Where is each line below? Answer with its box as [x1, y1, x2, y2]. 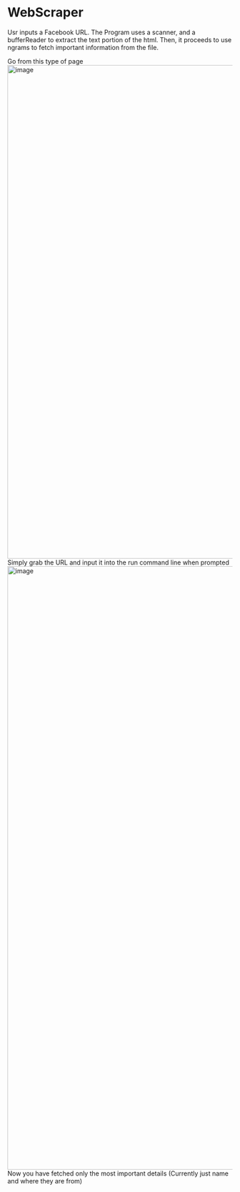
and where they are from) [7, 1176, 83, 1185]
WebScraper [7, 4, 84, 21]
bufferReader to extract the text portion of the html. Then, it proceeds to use [7, 35, 232, 44]
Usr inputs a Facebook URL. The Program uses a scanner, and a [7, 28, 196, 36]
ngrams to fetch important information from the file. [7, 43, 159, 51]
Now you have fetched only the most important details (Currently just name [7, 1169, 229, 1178]
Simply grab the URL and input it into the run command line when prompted [7, 558, 230, 567]
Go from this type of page [7, 56, 84, 65]
